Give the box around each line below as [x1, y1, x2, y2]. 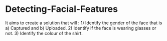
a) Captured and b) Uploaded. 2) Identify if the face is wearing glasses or [5, 25, 156, 31]
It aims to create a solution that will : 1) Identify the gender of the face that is [5, 20, 162, 26]
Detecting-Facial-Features [5, 3, 118, 15]
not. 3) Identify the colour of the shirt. [5, 30, 83, 36]
